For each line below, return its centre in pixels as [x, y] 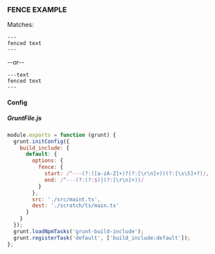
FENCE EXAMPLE [37, 10]
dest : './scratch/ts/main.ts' [76, 206]
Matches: [20, 25]
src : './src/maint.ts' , [66, 199]
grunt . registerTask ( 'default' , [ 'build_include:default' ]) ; [102, 238]
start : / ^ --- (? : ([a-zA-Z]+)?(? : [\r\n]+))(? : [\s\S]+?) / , [127, 174]
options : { [48, 161]
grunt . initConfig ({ [42, 141]
